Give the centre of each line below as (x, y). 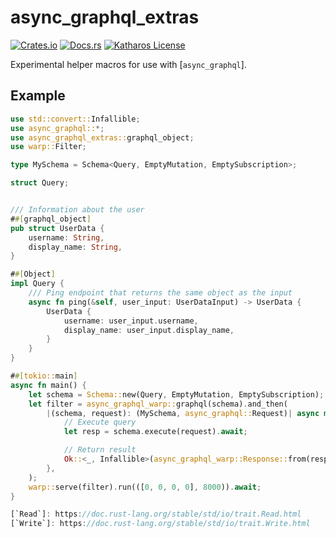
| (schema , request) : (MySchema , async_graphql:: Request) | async (183, 413)
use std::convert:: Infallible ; (75, 119)
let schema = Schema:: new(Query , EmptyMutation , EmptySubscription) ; (176, 394)
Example (38, 96)
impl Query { (37, 284)
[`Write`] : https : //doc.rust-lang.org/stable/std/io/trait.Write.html (160, 524)
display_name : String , (75, 247)
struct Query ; (40, 183)
